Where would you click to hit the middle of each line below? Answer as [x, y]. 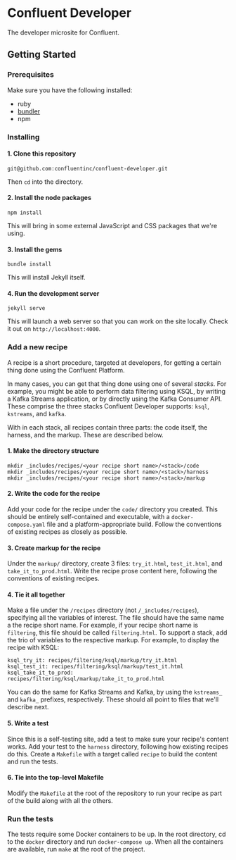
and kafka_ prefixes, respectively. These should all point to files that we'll [113, 699]
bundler [29, 111]
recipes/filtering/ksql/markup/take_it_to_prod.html [86, 679]
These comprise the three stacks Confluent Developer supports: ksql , [108, 406]
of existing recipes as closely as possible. [67, 532]
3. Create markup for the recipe [54, 548]
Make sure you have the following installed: [70, 90]
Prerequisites [31, 75]
